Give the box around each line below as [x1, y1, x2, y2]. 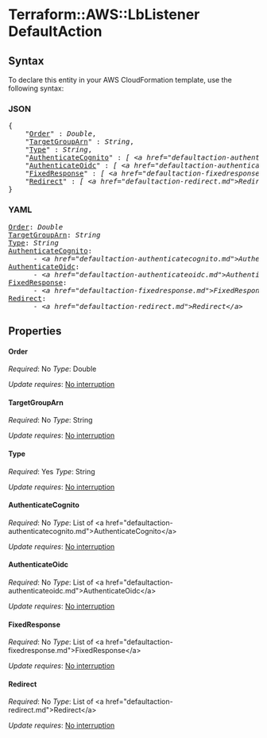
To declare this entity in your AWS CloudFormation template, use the [8, 75, 232, 84]
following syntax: [8, 83, 64, 93]
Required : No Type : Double [8, 364, 97, 374]
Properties [8, 324, 62, 338]
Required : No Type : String [8, 415, 93, 425]
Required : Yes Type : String [8, 466, 95, 476]
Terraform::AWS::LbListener [8, 6, 200, 24]
